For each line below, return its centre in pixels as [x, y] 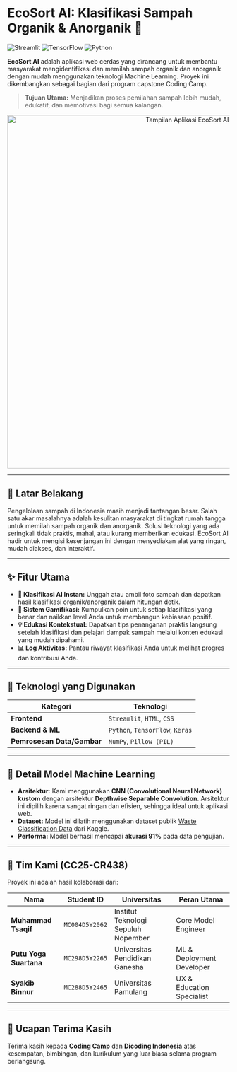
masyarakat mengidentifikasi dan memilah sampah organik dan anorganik [114, 69]
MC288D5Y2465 [86, 987]
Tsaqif [22, 929]
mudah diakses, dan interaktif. [51, 548]
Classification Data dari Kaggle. [63, 829]
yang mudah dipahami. [51, 640]
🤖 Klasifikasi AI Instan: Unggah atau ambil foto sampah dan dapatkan [119, 594]
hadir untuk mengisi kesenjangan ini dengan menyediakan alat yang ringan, [117, 541]
